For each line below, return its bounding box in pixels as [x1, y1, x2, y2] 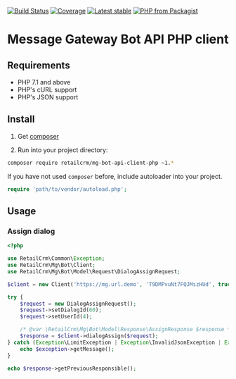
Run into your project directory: [17, 145, 108, 154]
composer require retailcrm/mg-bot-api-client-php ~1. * [7, 159, 174, 166]
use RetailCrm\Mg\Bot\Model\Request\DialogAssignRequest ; [7, 268, 181, 275]
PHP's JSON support [17, 93, 79, 101]
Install [7, 113, 35, 125]
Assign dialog [7, 226, 55, 236]
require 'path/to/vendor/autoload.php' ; [7, 185, 128, 193]
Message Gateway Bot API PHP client [7, 32, 229, 47]
